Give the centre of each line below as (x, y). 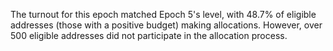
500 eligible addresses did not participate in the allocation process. (149, 35)
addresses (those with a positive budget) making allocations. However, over (166, 25)
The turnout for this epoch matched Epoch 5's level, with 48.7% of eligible (163, 14)
